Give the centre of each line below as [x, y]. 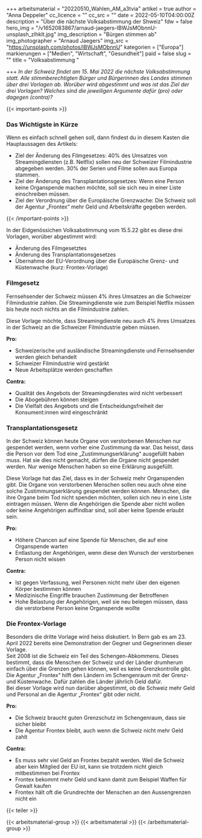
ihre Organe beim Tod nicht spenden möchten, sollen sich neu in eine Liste [99, 497]
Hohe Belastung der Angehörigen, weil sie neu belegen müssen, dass [101, 601]
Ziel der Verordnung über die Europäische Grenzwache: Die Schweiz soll [105, 201]
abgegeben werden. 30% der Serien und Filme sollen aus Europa [96, 169]
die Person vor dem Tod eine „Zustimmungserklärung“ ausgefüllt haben [96, 454]
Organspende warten [41, 546]
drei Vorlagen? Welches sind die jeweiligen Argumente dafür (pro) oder [94, 91]
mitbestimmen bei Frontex [47, 773]
